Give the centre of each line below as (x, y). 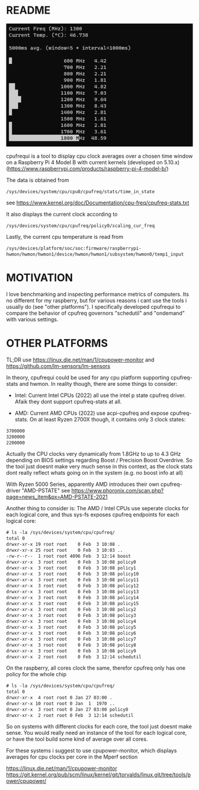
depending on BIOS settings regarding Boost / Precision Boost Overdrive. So (99, 460)
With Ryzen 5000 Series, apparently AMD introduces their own (83, 484)
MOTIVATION (39, 278)
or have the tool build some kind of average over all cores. (77, 739)
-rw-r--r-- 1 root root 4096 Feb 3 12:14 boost (69, 556)
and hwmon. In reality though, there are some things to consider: (98, 383)
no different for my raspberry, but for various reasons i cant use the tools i (97, 300)
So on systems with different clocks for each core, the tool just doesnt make (99, 726)
